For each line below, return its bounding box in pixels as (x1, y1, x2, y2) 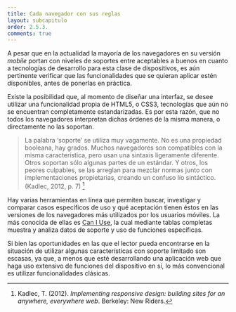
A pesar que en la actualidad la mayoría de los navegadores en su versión (7, 49, 221, 58)
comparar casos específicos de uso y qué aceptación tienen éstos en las (7, 203, 219, 212)
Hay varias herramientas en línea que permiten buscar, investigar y (7, 195, 202, 204)
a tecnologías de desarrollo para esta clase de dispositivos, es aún (7, 64, 200, 72)
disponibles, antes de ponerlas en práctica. (7, 79, 132, 88)
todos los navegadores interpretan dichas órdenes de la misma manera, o (7, 115, 221, 124)
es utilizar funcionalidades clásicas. (7, 268, 110, 278)
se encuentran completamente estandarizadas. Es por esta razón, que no (7, 108, 220, 116)
